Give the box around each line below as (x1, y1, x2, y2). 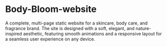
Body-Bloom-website (5, 3, 97, 15)
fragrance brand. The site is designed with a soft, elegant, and (5, 25, 135, 31)
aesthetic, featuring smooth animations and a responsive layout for (23, 30, 162, 36)
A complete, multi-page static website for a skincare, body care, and (5, 20, 148, 26)
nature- (135, 25, 151, 31)
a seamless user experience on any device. (5, 36, 95, 42)
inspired (5, 30, 22, 36)
